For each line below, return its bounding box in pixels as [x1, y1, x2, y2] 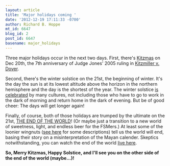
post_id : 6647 [5, 36, 36, 41]
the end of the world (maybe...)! [5, 155, 75, 161]
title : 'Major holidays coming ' [5, 12, 77, 17]
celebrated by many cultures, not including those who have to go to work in [5, 91, 164, 98]
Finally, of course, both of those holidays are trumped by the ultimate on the [5, 112, 165, 118]
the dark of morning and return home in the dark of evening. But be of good [5, 97, 164, 103]
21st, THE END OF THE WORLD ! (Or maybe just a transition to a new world [5, 118, 162, 124]
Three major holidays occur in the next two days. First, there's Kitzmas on [5, 55, 161, 61]
